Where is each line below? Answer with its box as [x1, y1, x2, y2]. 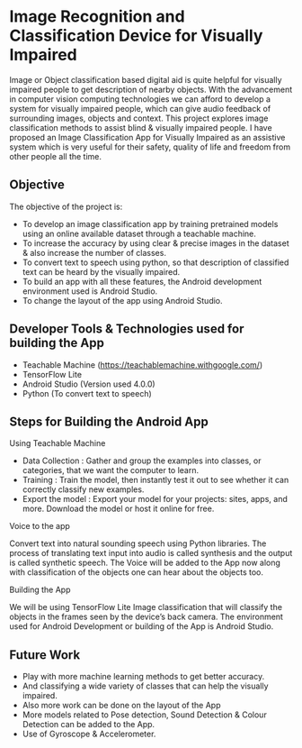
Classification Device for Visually [9, 25, 263, 46]
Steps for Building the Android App [9, 414, 209, 429]
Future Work [9, 647, 81, 662]
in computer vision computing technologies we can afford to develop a [9, 93, 271, 105]
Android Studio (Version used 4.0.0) [22, 379, 155, 389]
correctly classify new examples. [22, 484, 145, 495]
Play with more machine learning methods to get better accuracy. [22, 671, 265, 682]
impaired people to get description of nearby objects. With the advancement [9, 84, 293, 95]
